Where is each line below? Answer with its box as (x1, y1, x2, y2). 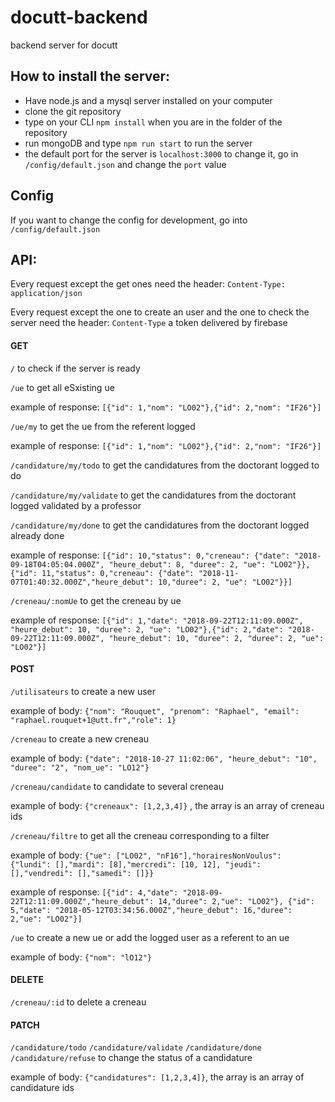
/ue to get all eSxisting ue (10, 381, 115, 393)
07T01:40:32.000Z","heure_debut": (10, 577, 155, 587)
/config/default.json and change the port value (24, 158, 227, 170)
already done (10, 529, 65, 541)
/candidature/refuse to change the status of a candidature (10, 1052, 253, 1064)
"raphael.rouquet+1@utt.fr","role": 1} (10, 715, 177, 725)
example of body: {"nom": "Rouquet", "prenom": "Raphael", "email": (10, 704, 300, 716)
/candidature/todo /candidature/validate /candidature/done (10, 1043, 262, 1053)
